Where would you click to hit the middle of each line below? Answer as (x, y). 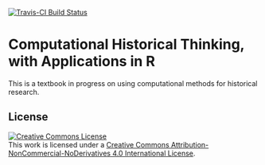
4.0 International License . (154, 153)
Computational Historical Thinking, (127, 45)
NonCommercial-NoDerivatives (60, 153)
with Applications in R (82, 62)
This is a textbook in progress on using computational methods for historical (133, 83)
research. (24, 92)
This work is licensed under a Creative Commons (89, 144)
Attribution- (190, 144)
